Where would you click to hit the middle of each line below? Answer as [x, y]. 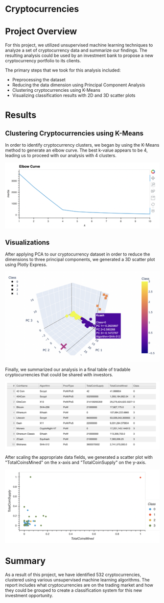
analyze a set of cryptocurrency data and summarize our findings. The [76, 51]
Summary [25, 561]
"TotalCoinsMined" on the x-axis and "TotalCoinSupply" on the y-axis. [76, 463]
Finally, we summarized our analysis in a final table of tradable [68, 369]
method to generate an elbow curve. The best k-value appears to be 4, [76, 150]
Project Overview [41, 32]
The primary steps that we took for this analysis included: [63, 70]
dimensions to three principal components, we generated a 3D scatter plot [80, 259]
